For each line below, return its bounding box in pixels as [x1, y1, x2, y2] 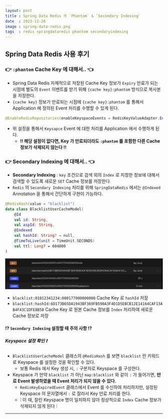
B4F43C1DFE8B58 [12, 308, 44, 313]
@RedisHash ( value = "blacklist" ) [5, 201, 75, 206]
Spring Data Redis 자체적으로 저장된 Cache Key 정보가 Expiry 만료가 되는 [12, 80, 158, 86]
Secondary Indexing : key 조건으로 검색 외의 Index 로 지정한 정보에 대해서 [12, 172, 160, 178]
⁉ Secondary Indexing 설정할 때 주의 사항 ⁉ [5, 325, 92, 331]
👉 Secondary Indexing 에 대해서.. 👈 [5, 158, 95, 165]
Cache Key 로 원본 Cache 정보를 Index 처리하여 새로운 [44, 307, 153, 313]
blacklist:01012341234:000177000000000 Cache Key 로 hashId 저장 [12, 295, 148, 301]
